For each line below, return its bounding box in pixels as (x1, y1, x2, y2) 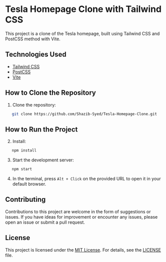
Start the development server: (12, 157, 74, 163)
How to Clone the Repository (5, 89, 96, 97)
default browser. (12, 181, 46, 187)
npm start (11, 167, 32, 172)
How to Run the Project (5, 125, 78, 133)
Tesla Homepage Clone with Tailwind (5, 3, 162, 15)
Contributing (5, 195, 46, 204)
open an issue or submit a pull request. (5, 219, 85, 225)
